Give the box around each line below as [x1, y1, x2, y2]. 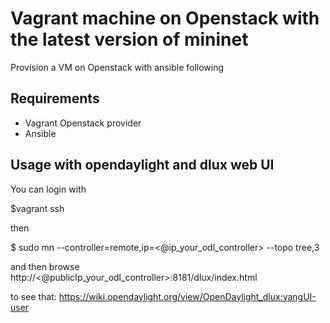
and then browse [10, 260, 80, 272]
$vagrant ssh [10, 202, 65, 214]
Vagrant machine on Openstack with [10, 7, 320, 30]
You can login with [10, 183, 87, 195]
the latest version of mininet [10, 28, 249, 51]
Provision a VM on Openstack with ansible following [10, 61, 225, 73]
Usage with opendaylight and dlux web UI [10, 157, 275, 174]
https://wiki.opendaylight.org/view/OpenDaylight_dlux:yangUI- [58, 290, 317, 302]
